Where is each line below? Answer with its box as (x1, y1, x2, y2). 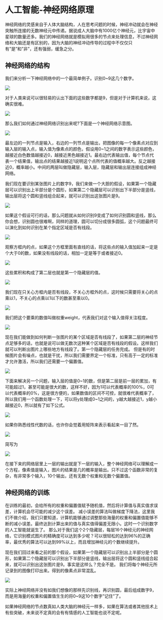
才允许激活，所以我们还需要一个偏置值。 (5, 358, 86, 364)
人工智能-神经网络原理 (5, 4, 95, 16)
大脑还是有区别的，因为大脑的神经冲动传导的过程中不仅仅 (13, 39, 129, 45)
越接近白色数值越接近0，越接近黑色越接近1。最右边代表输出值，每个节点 (5, 152, 150, 158)
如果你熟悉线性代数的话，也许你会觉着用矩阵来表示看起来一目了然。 (5, 422, 141, 428)
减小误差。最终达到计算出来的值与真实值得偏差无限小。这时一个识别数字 (13, 521, 158, 526)
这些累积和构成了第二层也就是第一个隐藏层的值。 (5, 269, 103, 275)
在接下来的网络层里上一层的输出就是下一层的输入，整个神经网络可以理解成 (5, 461, 154, 467)
